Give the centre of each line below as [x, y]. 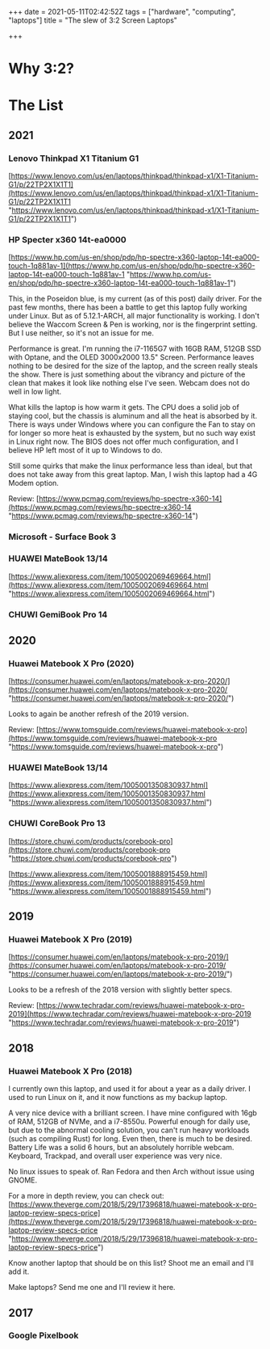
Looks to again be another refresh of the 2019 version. [99, 714]
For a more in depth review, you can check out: [86, 1196]
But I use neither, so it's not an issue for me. [81, 333]
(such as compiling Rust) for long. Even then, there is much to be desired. [130, 1139]
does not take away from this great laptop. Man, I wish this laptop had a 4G [133, 474]
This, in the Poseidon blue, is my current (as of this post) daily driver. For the [135, 299]
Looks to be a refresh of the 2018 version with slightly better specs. [120, 990]
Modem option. [33, 483]
